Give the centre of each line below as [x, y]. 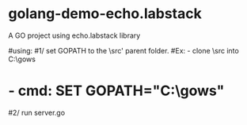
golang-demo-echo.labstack [105, 14]
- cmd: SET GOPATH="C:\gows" [116, 91]
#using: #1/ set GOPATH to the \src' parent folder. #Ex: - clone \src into [123, 50]
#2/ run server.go [37, 112]
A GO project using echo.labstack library [74, 35]
